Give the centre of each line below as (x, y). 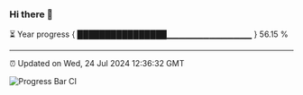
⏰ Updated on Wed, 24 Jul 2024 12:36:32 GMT (97, 64)
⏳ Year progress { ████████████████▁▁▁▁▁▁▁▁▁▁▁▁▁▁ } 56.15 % (149, 34)
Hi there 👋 (32, 14)
